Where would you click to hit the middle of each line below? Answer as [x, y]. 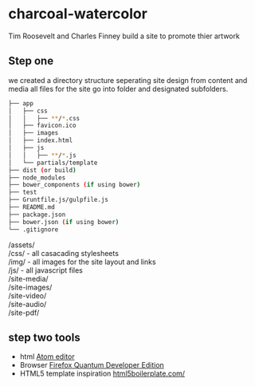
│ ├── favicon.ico [43, 126]
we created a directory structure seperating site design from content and [128, 80]
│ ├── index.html [41, 140]
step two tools [45, 337]
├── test [23, 192]
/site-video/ [27, 295]
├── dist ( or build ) [43, 170]
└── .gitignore [33, 229]
